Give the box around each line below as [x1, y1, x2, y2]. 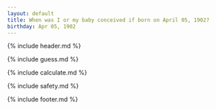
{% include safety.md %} [7, 82, 79, 90]
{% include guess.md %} [7, 55, 78, 63]
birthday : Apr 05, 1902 [7, 23, 76, 30]
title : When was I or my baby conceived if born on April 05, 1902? [7, 17, 210, 23]
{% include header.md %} [7, 42, 81, 50]
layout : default [7, 10, 54, 17]
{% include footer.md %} [7, 95, 78, 103]
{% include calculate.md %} [7, 68, 88, 77]
